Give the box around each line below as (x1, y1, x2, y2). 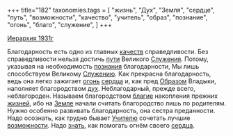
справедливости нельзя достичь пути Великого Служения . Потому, (7, 55, 209, 63)
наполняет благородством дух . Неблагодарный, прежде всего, (7, 85, 196, 92)
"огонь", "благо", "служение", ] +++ (7, 21, 113, 28)
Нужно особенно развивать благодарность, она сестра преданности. (7, 107, 216, 114)
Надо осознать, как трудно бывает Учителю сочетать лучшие (7, 114, 191, 122)
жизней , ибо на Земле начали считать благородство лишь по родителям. (7, 99, 227, 107)
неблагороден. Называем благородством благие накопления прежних (7, 92, 218, 100)
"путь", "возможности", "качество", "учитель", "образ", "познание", (7, 13, 208, 22)
